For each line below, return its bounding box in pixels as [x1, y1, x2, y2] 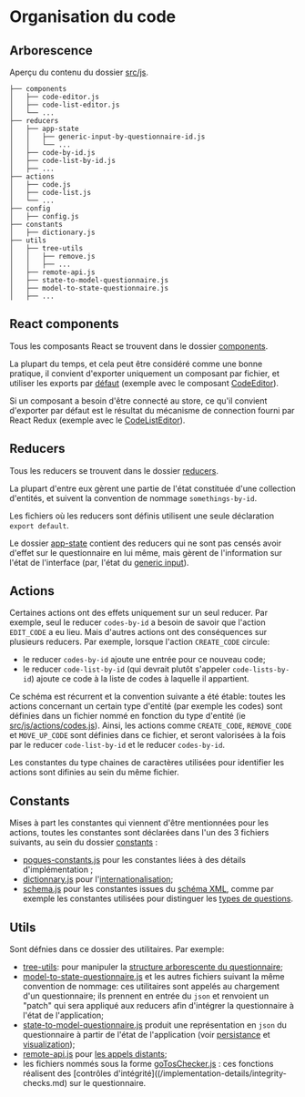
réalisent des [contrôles [22, 1068, 112, 1079]
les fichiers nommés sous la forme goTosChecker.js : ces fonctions [22, 1059, 274, 1070]
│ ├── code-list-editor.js [9, 100, 120, 109]
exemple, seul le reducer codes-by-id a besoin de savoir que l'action [9, 617, 266, 628]
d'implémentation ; [22, 864, 94, 876]
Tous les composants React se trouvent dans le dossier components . [9, 340, 269, 352]
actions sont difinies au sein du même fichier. [9, 767, 179, 778]
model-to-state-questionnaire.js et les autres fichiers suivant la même [22, 971, 285, 982]
